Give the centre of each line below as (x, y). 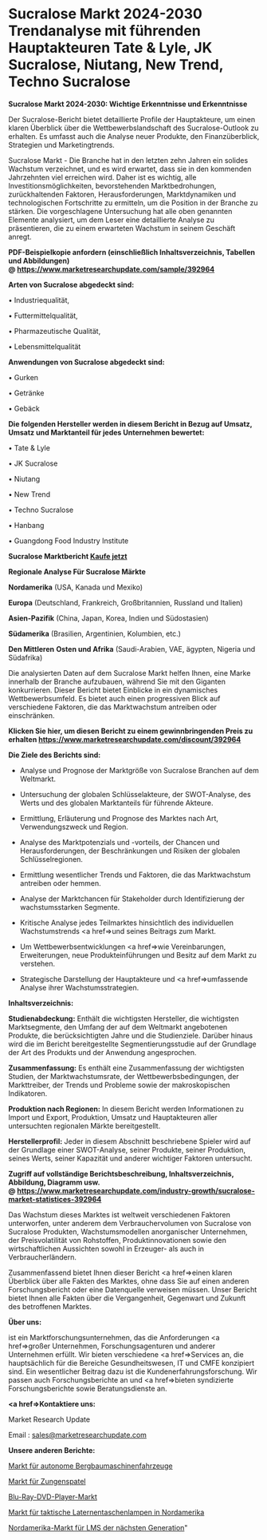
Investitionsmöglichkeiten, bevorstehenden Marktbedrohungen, (112, 185)
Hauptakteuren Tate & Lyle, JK (110, 48)
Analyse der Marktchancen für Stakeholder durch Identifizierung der (132, 899)
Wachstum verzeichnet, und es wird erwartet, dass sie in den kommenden (130, 169)
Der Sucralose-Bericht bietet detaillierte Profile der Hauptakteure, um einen (132, 119)
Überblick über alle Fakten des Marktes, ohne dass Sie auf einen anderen (129, 1281)
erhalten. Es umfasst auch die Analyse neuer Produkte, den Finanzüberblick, (134, 136)
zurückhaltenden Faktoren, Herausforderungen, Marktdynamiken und (122, 194)
